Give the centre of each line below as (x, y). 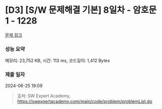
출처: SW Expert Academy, (44, 96)
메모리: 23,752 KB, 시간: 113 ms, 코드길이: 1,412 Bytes (58, 61)
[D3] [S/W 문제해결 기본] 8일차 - (68, 10)
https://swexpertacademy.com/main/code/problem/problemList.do (85, 101)
